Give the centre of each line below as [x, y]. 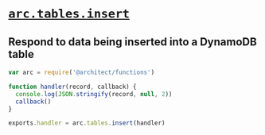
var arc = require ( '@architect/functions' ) [82, 72]
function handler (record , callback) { [72, 87]
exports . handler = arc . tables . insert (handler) [87, 123]
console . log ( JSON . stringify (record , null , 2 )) [94, 94]
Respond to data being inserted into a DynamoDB [132, 42]
